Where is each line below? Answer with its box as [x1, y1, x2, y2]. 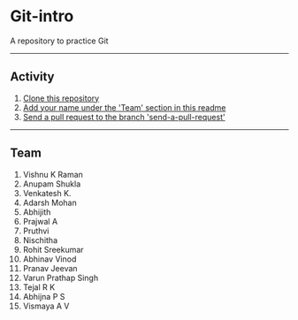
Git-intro [10, 6, 74, 27]
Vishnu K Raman [22, 169, 83, 179]
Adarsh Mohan [22, 197, 78, 208]
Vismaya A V [22, 301, 70, 311]
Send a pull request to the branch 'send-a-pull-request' [22, 111, 225, 122]
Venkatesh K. [22, 187, 72, 198]
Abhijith [22, 206, 51, 217]
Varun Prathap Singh [22, 272, 99, 283]
